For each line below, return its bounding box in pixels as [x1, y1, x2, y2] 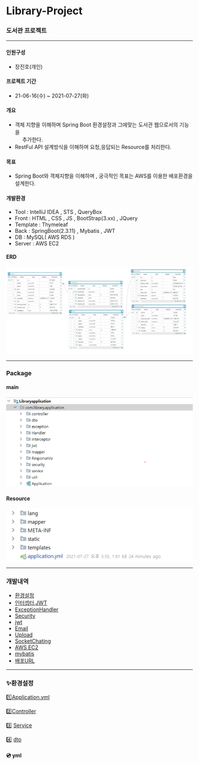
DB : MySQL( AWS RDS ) [14, 233, 75, 241]
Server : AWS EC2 [14, 239, 59, 247]
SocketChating [14, 637, 52, 645]
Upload [14, 631, 33, 638]
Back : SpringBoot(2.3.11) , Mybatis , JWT [14, 227, 115, 234]
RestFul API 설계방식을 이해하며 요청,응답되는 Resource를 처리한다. [14, 144, 172, 151]
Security [14, 612, 36, 619]
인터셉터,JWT [14, 599, 47, 606]
